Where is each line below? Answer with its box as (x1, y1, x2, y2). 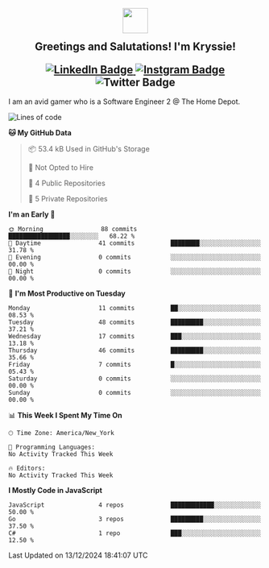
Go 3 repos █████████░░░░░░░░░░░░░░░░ (8, 516, 262, 524)
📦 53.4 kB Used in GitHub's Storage (27, 144, 151, 154)
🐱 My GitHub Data (8, 128, 72, 138)
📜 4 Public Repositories (27, 178, 106, 189)
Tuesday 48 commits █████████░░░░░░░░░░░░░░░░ (8, 318, 262, 326)
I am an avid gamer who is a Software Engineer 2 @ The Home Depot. (8, 97, 241, 106)
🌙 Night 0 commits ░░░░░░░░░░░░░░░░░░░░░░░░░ (8, 267, 262, 276)
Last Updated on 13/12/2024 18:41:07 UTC (8, 550, 148, 560)
